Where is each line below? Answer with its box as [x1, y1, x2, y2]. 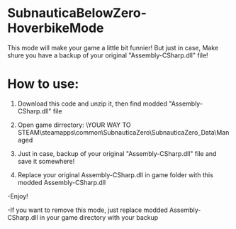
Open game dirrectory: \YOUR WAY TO [17, 121, 131, 129]
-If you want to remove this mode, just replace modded [7, 206, 168, 214]
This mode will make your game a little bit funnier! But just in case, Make [7, 43, 218, 52]
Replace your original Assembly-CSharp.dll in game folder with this [17, 170, 214, 179]
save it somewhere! [17, 157, 75, 165]
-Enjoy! [7, 191, 28, 200]
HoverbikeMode [7, 20, 104, 36]
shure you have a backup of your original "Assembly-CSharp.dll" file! [7, 51, 208, 60]
